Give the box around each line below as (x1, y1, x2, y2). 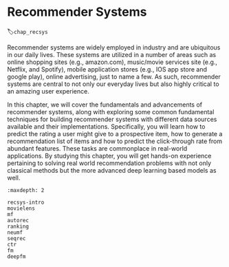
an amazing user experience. (7, 87, 89, 95)
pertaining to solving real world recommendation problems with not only (7, 159, 212, 167)
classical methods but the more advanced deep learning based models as (7, 166, 217, 174)
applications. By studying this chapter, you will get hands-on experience (7, 151, 212, 160)
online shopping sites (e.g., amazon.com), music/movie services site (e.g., (7, 58, 218, 66)
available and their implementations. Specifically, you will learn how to (7, 122, 206, 131)
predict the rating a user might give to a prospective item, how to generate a (7, 129, 223, 138)
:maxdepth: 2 (7, 186, 45, 193)
